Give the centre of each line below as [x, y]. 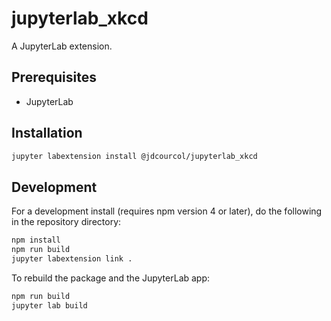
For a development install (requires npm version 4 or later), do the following [167, 211]
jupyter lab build [49, 305]
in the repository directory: [66, 222]
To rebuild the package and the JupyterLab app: [111, 278]
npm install [36, 240]
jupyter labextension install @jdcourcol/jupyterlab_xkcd [134, 156]
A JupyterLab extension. [62, 46]
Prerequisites [54, 77]
